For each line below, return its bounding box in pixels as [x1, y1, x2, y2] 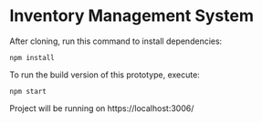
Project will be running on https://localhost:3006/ [9, 102, 194, 114]
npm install [9, 53, 55, 62]
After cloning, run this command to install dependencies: [9, 36, 223, 46]
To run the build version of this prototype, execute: [9, 69, 201, 80]
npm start [9, 87, 47, 96]
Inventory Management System [9, 5, 254, 26]
